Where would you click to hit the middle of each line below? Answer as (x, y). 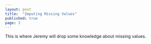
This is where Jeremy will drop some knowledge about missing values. (76, 36)
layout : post (18, 9)
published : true (21, 18)
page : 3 (13, 23)
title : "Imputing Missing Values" (41, 14)
